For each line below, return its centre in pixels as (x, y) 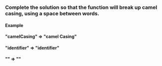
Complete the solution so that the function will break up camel (81, 7)
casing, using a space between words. (52, 13)
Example (14, 25)
